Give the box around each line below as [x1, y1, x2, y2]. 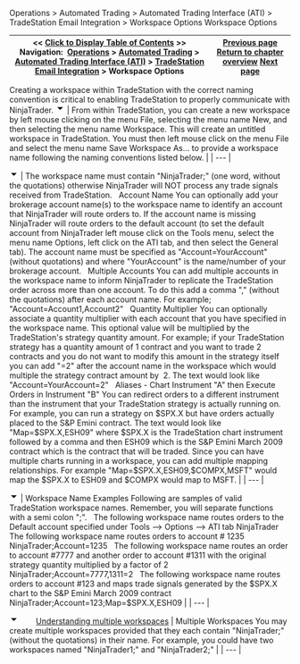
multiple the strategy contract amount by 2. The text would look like [9, 370, 261, 381]
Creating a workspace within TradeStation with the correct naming [9, 85, 254, 95]
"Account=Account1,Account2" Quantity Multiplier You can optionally [9, 304, 268, 314]
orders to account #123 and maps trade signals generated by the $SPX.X [9, 578, 279, 589]
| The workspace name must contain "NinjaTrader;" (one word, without [20, 171, 281, 181]
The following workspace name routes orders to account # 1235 [9, 531, 245, 542]
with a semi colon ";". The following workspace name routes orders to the [9, 512, 284, 522]
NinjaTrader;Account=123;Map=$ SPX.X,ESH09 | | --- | [9, 598, 210, 608]
